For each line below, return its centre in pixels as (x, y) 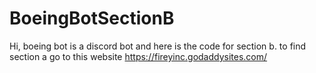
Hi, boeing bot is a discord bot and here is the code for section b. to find (158, 46)
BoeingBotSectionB (92, 18)
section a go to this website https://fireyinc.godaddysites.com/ (138, 56)
